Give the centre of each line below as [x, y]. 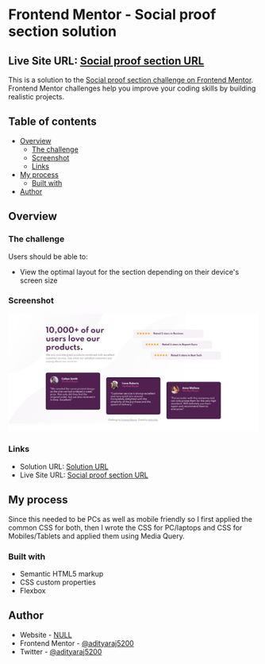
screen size [38, 280]
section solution [63, 31]
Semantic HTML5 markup [61, 573]
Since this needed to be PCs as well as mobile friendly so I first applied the [130, 519]
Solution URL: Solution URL [64, 466]
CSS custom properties [58, 582]
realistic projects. [36, 97]
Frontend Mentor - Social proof [112, 15]
